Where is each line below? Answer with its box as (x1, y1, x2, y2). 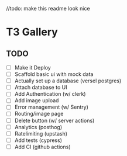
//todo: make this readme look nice (6, 5, 90, 12)
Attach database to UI (14, 84, 67, 91)
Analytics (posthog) (14, 123, 63, 130)
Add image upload (14, 97, 59, 104)
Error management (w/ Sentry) (14, 103, 89, 110)
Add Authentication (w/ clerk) (14, 91, 86, 98)
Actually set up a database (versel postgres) (14, 77, 122, 84)
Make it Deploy (14, 64, 51, 71)
